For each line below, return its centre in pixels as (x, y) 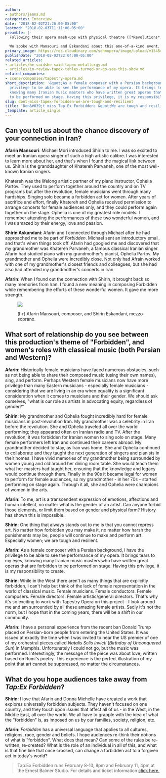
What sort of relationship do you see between (77, 335)
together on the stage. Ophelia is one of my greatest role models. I (73, 212)
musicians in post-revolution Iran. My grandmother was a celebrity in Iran (80, 421)
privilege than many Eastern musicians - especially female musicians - (77, 385)
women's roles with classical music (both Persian (83, 350)
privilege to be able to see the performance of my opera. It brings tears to (80, 555)
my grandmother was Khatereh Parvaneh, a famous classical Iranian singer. (82, 248)
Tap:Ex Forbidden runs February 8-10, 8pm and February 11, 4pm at (86, 766)
